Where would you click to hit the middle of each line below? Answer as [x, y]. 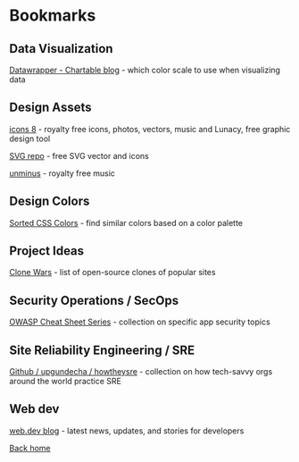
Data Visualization [61, 49]
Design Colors [50, 202]
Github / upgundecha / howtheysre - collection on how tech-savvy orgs [141, 372]
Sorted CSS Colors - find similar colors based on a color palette [126, 223]
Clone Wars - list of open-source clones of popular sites [112, 273]
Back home [30, 448]
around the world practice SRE [66, 382]
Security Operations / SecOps [94, 300]
